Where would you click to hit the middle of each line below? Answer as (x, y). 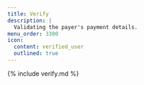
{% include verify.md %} (43, 73)
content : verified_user (49, 47)
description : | (30, 21)
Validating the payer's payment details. (76, 27)
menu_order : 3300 (33, 34)
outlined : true (36, 54)
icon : (15, 40)
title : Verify (28, 14)
